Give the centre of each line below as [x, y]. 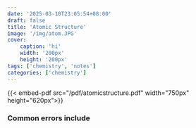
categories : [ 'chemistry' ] [47, 72]
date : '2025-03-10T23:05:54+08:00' [60, 14]
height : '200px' [44, 60]
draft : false [26, 20]
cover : [17, 40]
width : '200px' [42, 53]
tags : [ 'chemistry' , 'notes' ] [52, 66]
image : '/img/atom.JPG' [42, 33]
